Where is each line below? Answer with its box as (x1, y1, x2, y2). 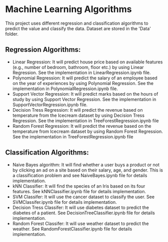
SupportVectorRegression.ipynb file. (12, 102, 88, 108)
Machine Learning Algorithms (5, 4, 132, 15)
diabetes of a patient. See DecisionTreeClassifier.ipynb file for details (12, 210, 155, 216)
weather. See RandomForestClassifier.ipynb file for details (12, 225, 132, 232)
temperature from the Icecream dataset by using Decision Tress (12, 112, 144, 118)
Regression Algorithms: (5, 45, 81, 54)
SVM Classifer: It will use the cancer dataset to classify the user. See (12, 194, 154, 200)
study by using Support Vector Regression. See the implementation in (12, 96, 156, 102)
